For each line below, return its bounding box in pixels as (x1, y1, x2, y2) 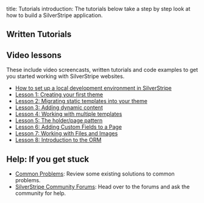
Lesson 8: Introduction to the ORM (15, 137, 102, 144)
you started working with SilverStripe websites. (6, 73, 125, 80)
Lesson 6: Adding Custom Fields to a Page (15, 123, 122, 130)
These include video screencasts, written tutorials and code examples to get (6, 66, 199, 74)
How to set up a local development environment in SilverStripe (15, 85, 172, 92)
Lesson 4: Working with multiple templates (15, 110, 122, 118)
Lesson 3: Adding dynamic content (15, 104, 104, 112)
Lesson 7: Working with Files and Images (15, 130, 118, 137)
